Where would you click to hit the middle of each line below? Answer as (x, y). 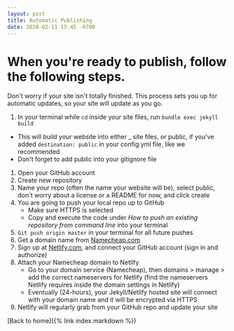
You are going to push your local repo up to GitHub (91, 203)
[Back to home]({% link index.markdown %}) (72, 321)
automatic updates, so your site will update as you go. (85, 103)
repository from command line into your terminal (98, 225)
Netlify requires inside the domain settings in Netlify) (104, 285)
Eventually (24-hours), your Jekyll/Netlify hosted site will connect (122, 292)
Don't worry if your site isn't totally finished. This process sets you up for (112, 96)
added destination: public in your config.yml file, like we (101, 144)
